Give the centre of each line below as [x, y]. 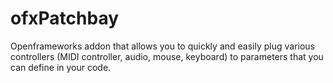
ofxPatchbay [65, 18]
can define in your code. [61, 67]
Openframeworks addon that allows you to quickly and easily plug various [163, 46]
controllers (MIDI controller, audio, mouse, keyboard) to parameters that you [167, 56]
